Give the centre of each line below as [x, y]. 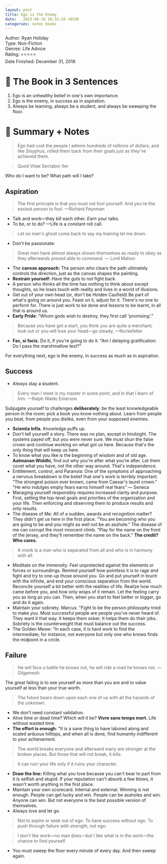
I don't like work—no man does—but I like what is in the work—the [85, 835]
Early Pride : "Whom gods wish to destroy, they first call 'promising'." [83, 316]
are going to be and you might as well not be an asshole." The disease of [87, 524]
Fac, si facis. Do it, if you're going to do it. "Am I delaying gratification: [84, 341]
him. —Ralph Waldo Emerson [47, 398]
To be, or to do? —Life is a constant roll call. [58, 224]
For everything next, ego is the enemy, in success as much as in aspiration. [82, 356]
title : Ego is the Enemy [31, 15]
